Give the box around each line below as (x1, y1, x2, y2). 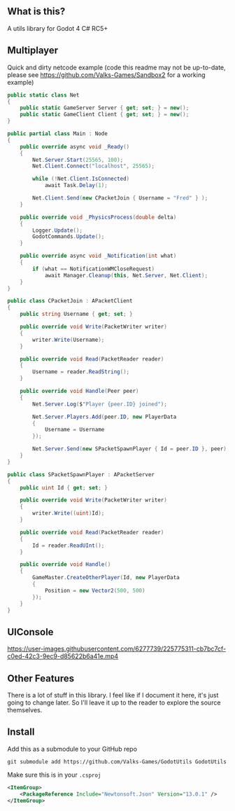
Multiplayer (7, 45, 59, 57)
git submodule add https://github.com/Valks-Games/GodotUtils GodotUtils (7, 758, 227, 765)
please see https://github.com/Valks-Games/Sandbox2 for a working (7, 70, 206, 79)
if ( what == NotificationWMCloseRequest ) (32, 265, 155, 272)
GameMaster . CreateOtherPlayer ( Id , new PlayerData (32, 574, 180, 581)
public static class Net (7, 91, 80, 99)
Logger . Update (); (32, 227, 83, 234)
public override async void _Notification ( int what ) (20, 252, 177, 260)
